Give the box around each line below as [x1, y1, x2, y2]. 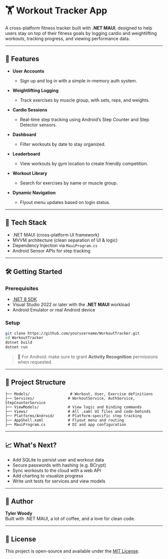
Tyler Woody [5, 510, 32, 516]
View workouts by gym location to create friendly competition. [19, 160, 148, 166]
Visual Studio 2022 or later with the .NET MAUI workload [12, 301, 130, 307]
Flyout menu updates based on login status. [19, 199, 110, 205]
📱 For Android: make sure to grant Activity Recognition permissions [17, 354, 158, 360]
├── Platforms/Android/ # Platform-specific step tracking [5, 413, 142, 418]
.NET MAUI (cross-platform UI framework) [12, 231, 99, 237]
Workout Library [12, 170, 47, 176]
